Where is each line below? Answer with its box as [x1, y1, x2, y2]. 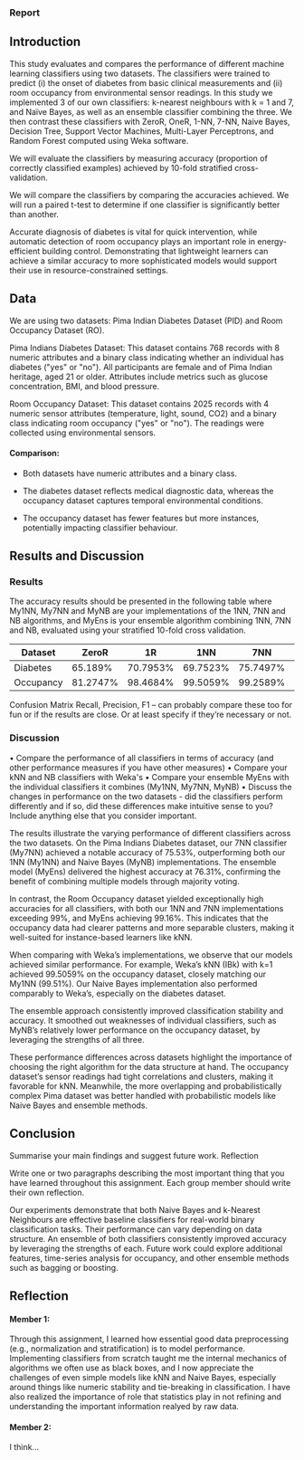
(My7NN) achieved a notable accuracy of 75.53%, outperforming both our [9, 846, 286, 857]
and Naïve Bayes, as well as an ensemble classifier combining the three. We [9, 106, 292, 117]
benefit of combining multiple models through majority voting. [9, 875, 240, 886]
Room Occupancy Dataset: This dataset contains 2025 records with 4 [9, 398, 270, 409]
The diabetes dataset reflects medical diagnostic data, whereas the [22, 485, 274, 496]
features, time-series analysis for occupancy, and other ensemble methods [9, 1252, 290, 1264]
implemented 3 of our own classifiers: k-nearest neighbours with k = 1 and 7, [9, 97, 294, 108]
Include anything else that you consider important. [9, 810, 197, 821]
